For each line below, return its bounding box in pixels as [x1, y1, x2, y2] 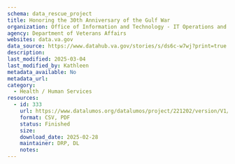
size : [20, 127, 36, 134]
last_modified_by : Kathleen [7, 62, 90, 69]
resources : [7, 95, 39, 102]
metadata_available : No [7, 68, 77, 75]
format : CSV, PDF [20, 114, 71, 121]
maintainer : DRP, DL [20, 140, 80, 147]
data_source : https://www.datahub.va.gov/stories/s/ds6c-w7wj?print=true [7, 43, 227, 50]
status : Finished [20, 120, 71, 128]
